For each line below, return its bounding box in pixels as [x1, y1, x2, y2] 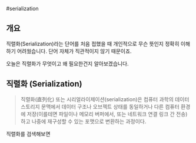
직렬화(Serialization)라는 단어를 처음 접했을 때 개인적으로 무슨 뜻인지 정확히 [6, 40, 180, 47]
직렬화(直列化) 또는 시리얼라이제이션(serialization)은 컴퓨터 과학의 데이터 [20, 95, 190, 102]
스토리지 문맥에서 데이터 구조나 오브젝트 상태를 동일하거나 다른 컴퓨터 [20, 103, 180, 110]
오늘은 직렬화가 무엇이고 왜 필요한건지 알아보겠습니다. [6, 60, 129, 67]
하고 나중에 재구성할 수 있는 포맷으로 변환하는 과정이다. [20, 118, 147, 125]
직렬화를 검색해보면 [6, 130, 51, 137]
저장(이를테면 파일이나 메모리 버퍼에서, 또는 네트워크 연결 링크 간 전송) [26, 110, 188, 117]
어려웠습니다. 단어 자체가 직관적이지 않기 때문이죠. [16, 47, 132, 55]
